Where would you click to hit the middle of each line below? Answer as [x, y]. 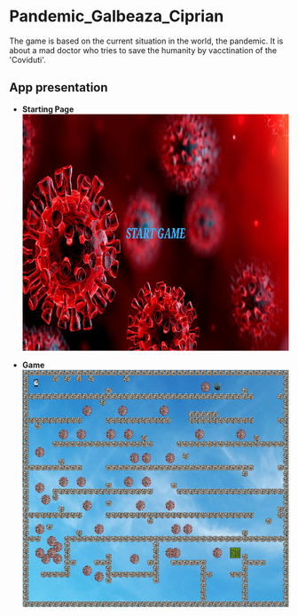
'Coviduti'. [27, 59]
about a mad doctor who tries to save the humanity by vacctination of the [143, 50]
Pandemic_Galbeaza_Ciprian [117, 16]
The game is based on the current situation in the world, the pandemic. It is [146, 41]
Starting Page [48, 109]
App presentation [59, 87]
